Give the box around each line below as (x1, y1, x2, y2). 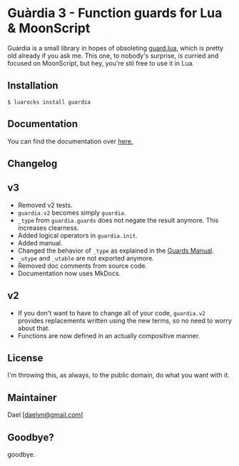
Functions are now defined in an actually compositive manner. (17, 331, 200, 340)
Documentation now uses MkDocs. (17, 269, 121, 278)
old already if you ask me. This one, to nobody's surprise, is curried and (7, 51, 219, 60)
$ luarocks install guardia (7, 98, 91, 106)
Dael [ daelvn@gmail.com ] (7, 410, 83, 419)
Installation (7, 80, 59, 92)
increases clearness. (17, 223, 79, 232)
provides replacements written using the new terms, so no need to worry (17, 316, 232, 325)
